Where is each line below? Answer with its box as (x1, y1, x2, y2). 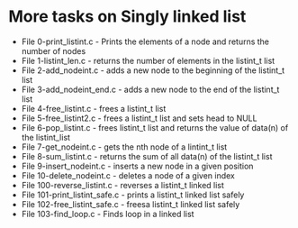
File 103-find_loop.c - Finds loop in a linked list (21, 208, 194, 219)
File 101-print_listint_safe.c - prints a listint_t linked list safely (21, 189, 245, 200)
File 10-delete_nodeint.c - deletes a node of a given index (21, 169, 235, 181)
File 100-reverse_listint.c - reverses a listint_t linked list (21, 179, 224, 190)
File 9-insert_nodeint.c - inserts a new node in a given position (21, 160, 254, 171)
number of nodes (21, 45, 86, 56)
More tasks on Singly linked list (8, 6, 247, 27)
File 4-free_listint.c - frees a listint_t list (21, 103, 167, 114)
